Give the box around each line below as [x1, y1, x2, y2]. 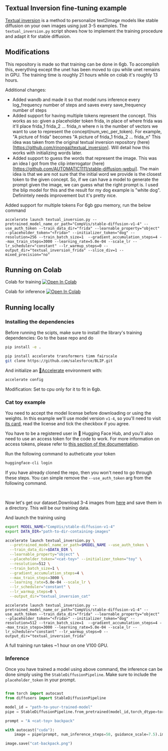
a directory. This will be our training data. [5, 505, 90, 511]
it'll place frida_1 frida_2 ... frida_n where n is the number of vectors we [12, 123, 158, 129]
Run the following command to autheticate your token [5, 450, 116, 456]
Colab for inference [5, 289, 45, 295]
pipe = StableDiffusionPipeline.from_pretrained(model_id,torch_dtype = [5, 709, 157, 714]
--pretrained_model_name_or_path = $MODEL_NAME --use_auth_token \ [9, 543, 149, 548]
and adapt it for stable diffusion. [5, 33, 71, 39]
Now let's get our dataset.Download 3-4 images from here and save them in [5, 499, 162, 506]
